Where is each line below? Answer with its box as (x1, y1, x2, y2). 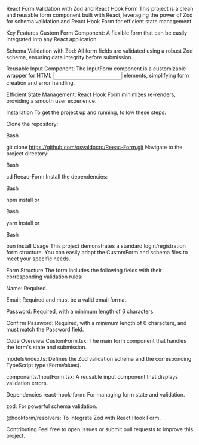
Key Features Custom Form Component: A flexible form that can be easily (6, 29, 187, 36)
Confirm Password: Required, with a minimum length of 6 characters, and (6, 320, 187, 326)
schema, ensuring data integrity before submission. (6, 54, 133, 60)
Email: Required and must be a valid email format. (6, 296, 128, 303)
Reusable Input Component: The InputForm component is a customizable (6, 65, 186, 72)
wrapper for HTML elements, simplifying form (6, 72, 189, 79)
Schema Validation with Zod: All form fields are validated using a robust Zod (6, 47, 193, 54)
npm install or (6, 197, 40, 203)
